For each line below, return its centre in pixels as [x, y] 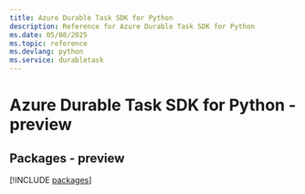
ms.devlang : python [47, 52]
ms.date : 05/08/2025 [49, 35]
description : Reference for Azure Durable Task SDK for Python [132, 26]
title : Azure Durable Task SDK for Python [91, 18]
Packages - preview [67, 158]
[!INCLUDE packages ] [51, 180]
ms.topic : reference [49, 43]
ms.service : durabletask [57, 60]
